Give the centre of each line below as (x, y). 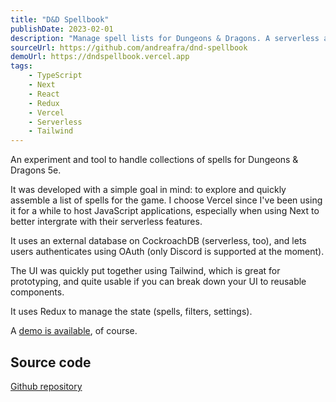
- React (44, 94)
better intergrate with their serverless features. (106, 222)
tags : (21, 66)
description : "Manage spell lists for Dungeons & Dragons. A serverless (165, 38)
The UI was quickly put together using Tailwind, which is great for (145, 271)
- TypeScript (55, 76)
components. (37, 292)
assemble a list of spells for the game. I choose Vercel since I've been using (166, 200)
